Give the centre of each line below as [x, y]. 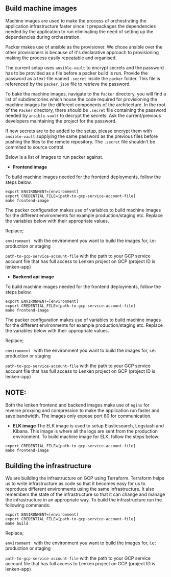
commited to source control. [35, 147]
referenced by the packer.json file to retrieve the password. [68, 84]
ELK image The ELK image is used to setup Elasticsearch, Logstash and [88, 425]
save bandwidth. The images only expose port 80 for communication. [78, 416]
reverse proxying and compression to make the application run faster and [82, 410]
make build [17, 524]
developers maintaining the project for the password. [61, 121]
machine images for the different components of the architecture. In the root [86, 105]
